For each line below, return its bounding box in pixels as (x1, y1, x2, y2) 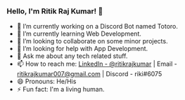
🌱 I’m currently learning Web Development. (16, 29, 141, 38)
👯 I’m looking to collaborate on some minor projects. (16, 37, 168, 45)
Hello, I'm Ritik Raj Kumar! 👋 (6, 6, 103, 16)
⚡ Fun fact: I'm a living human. (16, 85, 105, 94)
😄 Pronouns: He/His (16, 77, 77, 86)
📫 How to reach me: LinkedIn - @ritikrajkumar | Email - (16, 59, 177, 69)
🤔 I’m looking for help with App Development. (16, 45, 148, 53)
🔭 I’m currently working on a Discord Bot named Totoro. (16, 22, 179, 31)
